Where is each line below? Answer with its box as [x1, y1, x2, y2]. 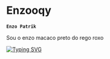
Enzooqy [6, 4, 51, 17]
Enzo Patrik [6, 23, 36, 29]
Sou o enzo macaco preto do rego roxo [6, 34, 104, 41]
